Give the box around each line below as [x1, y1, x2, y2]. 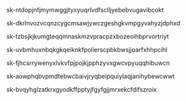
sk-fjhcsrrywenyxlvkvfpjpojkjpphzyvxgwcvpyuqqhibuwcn [6, 59, 170, 67]
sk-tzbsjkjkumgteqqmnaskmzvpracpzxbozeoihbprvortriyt [6, 32, 169, 40]
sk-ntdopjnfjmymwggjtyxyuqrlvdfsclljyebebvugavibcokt [6, 6, 164, 14]
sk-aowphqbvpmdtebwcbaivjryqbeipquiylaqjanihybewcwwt [6, 72, 175, 80]
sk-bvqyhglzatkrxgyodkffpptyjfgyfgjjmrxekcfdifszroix [6, 86, 157, 93]
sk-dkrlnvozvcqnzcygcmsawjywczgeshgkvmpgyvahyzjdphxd [6, 19, 181, 27]
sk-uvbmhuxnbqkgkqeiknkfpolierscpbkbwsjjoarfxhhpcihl [6, 46, 168, 53]
